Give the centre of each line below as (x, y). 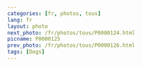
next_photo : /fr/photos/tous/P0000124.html (71, 33)
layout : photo (28, 26)
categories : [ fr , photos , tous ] (54, 13)
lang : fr (20, 20)
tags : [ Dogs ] (26, 52)
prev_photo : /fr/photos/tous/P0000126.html (71, 45)
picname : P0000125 (34, 39)
